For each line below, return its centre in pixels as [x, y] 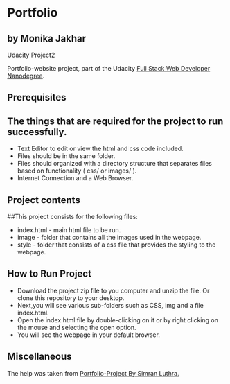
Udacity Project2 [31, 55]
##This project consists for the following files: [73, 217]
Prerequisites [37, 97]
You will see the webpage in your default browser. [89, 335]
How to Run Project [50, 274]
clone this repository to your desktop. [71, 298]
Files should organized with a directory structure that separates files [115, 164]
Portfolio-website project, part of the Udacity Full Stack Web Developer [109, 68]
